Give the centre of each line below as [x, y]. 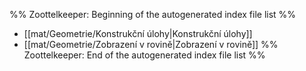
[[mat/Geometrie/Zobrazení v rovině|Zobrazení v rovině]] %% [151, 44]
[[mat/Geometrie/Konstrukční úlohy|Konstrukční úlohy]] [138, 33]
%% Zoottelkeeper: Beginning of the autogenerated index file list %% [153, 14]
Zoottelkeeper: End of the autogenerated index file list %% [144, 55]
